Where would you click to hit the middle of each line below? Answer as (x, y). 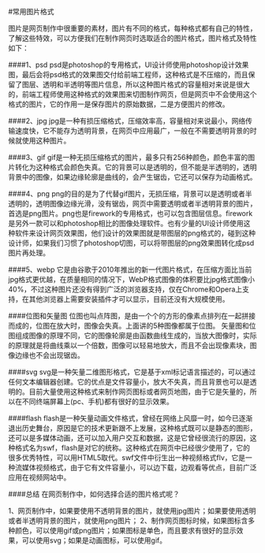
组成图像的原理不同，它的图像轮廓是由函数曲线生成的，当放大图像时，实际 (136, 336)
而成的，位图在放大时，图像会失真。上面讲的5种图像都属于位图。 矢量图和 (129, 326)
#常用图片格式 (31, 11)
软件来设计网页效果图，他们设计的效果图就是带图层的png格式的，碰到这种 (135, 233)
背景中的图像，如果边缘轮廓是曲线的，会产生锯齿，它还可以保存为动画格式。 (132, 177)
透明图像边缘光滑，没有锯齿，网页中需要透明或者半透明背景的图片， (146, 204)
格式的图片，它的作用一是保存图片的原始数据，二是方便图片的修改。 (119, 104)
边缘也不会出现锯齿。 (49, 355)
